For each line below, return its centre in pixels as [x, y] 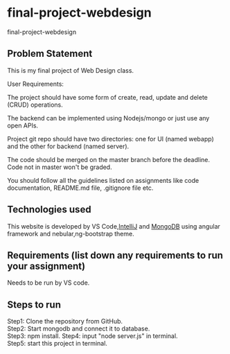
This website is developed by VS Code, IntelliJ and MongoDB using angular [114, 226]
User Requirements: [36, 84]
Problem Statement [50, 54]
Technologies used [49, 210]
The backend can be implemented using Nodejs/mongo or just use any [108, 118]
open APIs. [23, 125]
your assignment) [46, 266]
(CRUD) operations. [35, 105]
